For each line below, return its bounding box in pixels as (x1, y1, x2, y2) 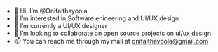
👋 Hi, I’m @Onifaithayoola (13, 7, 88, 15)
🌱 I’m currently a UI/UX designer (13, 22, 108, 30)
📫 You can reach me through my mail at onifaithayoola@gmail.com (13, 37, 209, 45)
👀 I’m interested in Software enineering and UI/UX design (13, 14, 179, 22)
